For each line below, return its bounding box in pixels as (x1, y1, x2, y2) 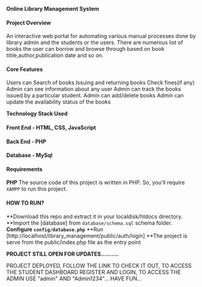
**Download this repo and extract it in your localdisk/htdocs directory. (6, 213, 183, 220)
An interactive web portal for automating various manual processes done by (6, 33, 196, 40)
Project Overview (6, 19, 52, 26)
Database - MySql (6, 151, 53, 159)
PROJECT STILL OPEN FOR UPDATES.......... (6, 250, 119, 257)
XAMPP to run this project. (6, 185, 68, 193)
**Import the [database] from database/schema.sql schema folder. (6, 219, 173, 226)
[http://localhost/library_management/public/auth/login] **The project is (6, 232, 188, 239)
